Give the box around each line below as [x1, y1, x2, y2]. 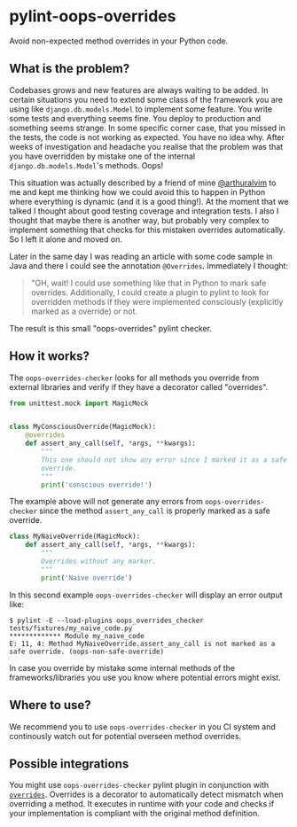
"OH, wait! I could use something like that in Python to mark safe [30, 277, 267, 288]
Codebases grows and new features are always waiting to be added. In [9, 84, 269, 95]
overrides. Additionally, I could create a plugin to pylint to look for [30, 286, 270, 298]
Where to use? [9, 698, 91, 713]
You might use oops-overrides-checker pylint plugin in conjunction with [9, 780, 269, 791]
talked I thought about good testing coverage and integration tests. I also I [9, 206, 279, 216]
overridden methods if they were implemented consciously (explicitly [30, 296, 284, 307]
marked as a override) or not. [30, 306, 138, 316]
